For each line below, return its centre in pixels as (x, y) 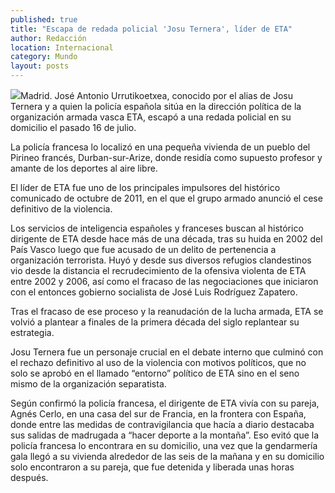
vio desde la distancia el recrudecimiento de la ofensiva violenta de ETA (158, 270)
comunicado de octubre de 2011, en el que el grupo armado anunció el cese (166, 198)
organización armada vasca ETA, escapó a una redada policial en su (151, 117)
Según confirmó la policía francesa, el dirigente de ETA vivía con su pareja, (165, 403)
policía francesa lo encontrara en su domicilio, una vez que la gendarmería (164, 445)
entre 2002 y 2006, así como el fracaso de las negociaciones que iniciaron (164, 281)
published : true (44, 19)
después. (29, 477)
